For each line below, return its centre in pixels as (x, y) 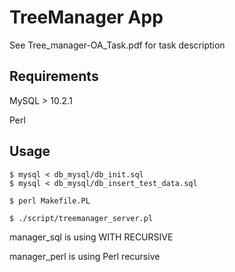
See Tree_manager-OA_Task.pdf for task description (117, 45)
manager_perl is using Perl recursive (85, 256)
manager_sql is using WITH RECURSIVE (91, 237)
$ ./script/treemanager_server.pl (81, 218)
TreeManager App (86, 17)
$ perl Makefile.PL (50, 201)
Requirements (54, 76)
